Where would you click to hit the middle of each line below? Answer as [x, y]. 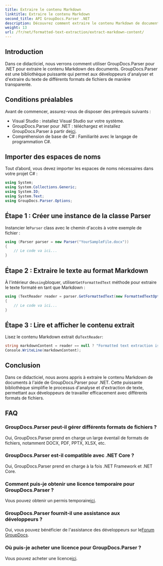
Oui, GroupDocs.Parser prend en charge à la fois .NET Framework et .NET [79, 466]
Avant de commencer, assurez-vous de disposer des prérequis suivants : [78, 111]
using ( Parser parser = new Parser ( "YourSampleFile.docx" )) [67, 242]
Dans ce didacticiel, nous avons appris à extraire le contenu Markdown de [79, 377]
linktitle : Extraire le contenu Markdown [48, 14]
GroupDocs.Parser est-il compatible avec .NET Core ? [70, 455]
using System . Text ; [25, 196]
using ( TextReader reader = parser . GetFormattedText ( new [64, 296]
